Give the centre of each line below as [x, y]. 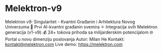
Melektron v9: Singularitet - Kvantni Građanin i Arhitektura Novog [70, 22]
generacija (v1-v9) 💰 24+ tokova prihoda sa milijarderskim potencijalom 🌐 [79, 32]
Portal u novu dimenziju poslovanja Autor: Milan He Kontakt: [65, 39]
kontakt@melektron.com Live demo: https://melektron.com [64, 44]
